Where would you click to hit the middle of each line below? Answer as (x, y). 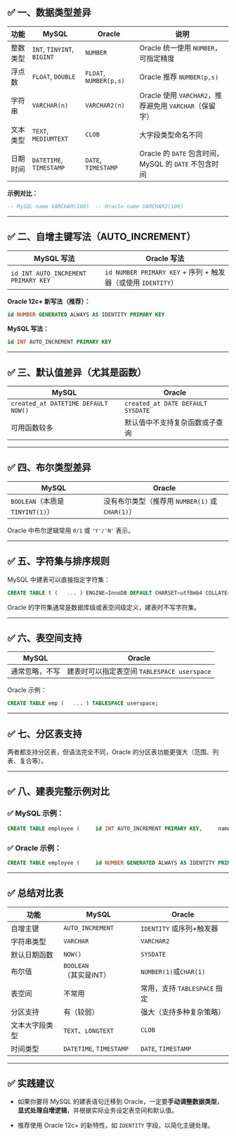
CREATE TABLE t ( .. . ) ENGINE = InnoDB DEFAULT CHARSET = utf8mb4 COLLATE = (119, 593)
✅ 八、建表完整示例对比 (59, 792)
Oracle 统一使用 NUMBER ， (181, 48)
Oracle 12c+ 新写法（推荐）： (49, 301)
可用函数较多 (32, 428)
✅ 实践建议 (31, 1083)
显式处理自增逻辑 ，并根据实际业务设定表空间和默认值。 (97, 1111)
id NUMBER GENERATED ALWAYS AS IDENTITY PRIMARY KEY (86, 314)
